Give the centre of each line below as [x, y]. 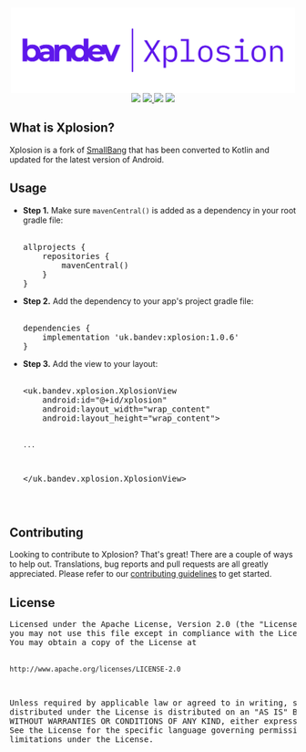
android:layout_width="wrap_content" [127, 409]
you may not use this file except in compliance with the [142, 633]
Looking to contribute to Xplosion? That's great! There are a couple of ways [151, 555]
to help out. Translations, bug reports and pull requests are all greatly [139, 564]
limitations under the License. [82, 740]
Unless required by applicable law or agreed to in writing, [149, 703]
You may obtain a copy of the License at [103, 642]
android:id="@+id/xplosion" [105, 400]
